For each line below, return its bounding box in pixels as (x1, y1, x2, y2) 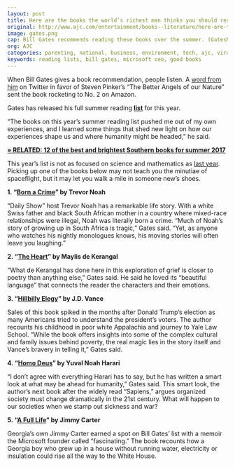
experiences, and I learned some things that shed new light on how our (7, 124, 212, 133)
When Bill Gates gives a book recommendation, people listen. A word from (7, 75, 222, 83)
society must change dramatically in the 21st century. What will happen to (7, 394, 220, 403)
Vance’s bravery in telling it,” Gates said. (7, 345, 123, 353)
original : (7, 23, 36, 30)
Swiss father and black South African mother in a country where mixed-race (7, 208, 227, 217)
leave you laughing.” (7, 238, 66, 247)
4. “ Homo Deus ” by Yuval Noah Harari (7, 358, 120, 367)
